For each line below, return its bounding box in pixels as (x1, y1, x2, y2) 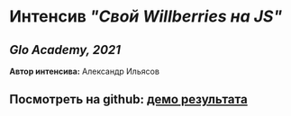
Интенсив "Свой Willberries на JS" (9, 6, 283, 27)
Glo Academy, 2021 (9, 42, 122, 58)
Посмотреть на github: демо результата (9, 92, 248, 107)
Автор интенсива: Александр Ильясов (9, 66, 160, 76)
